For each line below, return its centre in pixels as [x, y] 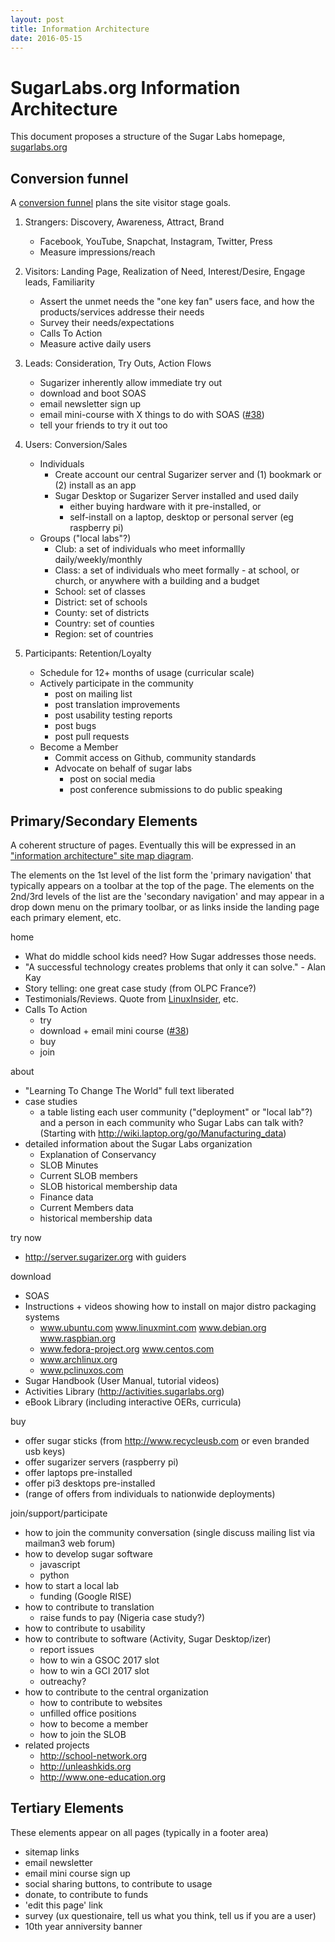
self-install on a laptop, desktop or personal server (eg [181, 517]
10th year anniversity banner [83, 1926]
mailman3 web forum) [70, 1543]
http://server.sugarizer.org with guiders [105, 1257]
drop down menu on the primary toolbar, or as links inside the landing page [165, 907]
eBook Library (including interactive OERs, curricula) [133, 1402]
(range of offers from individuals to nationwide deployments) [150, 1493]
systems [42, 1317]
